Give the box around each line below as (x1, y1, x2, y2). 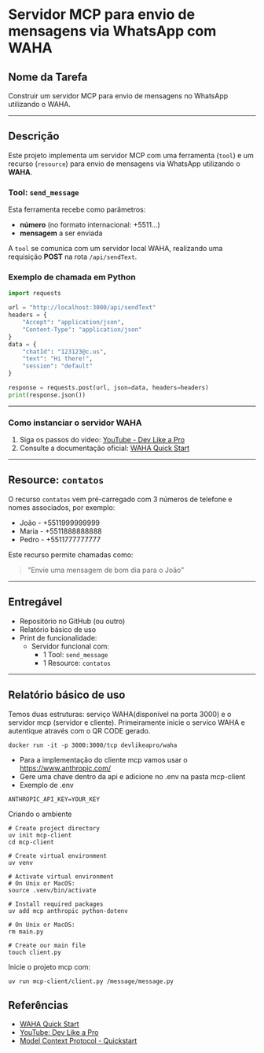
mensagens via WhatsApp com (8, 22, 217, 40)
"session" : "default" (22, 362, 93, 371)
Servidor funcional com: (31, 641, 110, 651)
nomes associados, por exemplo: (8, 502, 115, 512)
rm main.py (8, 927, 44, 936)
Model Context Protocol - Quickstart (19, 1036, 137, 1046)
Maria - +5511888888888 (19, 526, 102, 536)
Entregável (8, 596, 63, 609)
